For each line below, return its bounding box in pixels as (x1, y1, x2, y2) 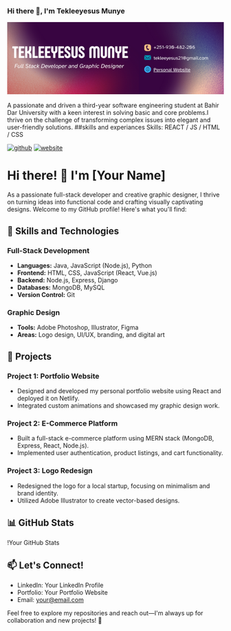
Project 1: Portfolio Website (7, 371, 100, 381)
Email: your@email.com (16, 596, 84, 604)
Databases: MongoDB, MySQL (16, 283, 105, 291)
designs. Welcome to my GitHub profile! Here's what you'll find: (7, 206, 187, 214)
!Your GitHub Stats (7, 539, 60, 547)
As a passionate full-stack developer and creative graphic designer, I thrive (7, 190, 220, 199)
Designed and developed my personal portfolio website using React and (16, 386, 221, 395)
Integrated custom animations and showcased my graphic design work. (16, 401, 220, 410)
